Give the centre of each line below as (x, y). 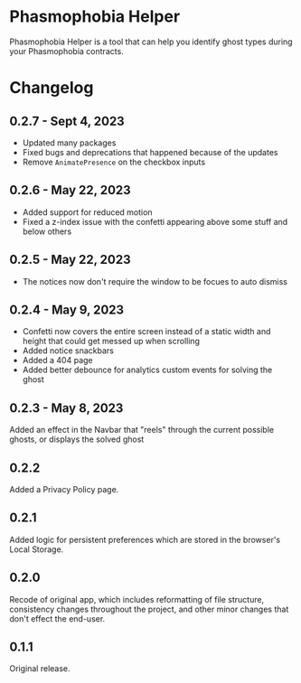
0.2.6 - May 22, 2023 (70, 190)
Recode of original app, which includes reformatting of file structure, (137, 599)
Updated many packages (69, 143)
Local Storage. (37, 549)
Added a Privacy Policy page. (64, 489)
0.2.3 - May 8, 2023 (66, 408)
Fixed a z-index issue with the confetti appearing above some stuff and (155, 221)
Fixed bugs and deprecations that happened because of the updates (150, 152)
